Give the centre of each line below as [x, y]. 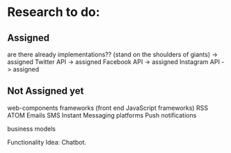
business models [31, 129]
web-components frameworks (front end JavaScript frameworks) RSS [108, 108]
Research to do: [54, 12]
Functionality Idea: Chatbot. [47, 142]
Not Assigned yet [46, 91]
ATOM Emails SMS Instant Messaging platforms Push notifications [102, 115]
